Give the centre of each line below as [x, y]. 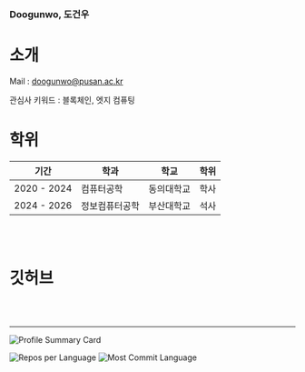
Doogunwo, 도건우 [49, 14]
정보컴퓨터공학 [110, 206]
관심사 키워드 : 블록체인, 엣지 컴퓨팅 [72, 100]
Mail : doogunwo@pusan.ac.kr [67, 81]
